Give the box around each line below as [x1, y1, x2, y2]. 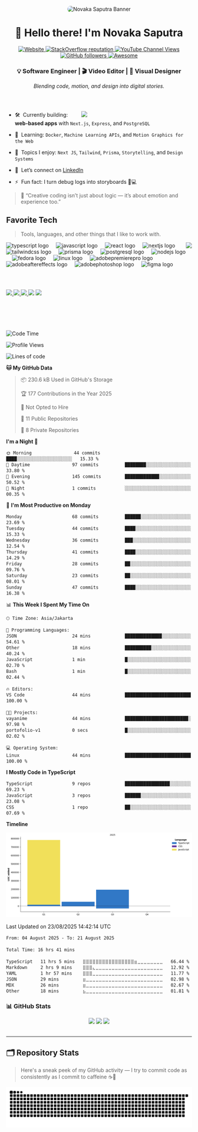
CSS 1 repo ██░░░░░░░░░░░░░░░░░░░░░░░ [6, 804, 192, 810]
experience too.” [20, 198, 61, 205]
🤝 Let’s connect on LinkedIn [14, 166, 84, 173]
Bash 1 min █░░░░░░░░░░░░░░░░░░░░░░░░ [6, 669, 192, 675]
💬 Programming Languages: [6, 628, 70, 633]
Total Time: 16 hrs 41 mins [6, 946, 75, 953]
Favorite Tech [6, 215, 58, 225]
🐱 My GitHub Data [6, 364, 53, 371]
